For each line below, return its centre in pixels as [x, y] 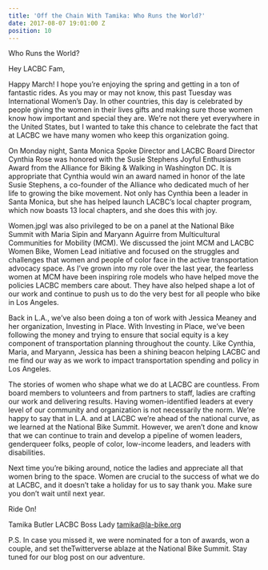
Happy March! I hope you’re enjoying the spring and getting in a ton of [124, 84]
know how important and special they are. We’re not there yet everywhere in [134, 118]
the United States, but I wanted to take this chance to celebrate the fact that [133, 127]
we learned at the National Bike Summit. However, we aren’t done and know [133, 427]
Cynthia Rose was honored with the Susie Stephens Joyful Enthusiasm [125, 159]
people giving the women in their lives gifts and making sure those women [131, 110]
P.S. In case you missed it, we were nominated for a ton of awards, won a [129, 540]
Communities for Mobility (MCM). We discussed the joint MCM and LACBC [131, 243]
